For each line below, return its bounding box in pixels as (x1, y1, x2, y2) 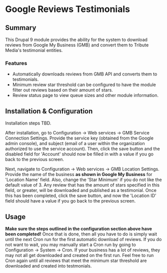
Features (5, 59, 27, 66)
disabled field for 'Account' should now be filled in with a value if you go (5, 151, 154, 157)
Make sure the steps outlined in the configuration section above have (5, 225, 152, 231)
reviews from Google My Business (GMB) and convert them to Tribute (5, 42, 149, 48)
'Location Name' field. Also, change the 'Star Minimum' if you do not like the (5, 176, 162, 183)
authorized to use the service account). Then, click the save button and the (5, 146, 160, 152)
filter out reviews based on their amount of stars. (12, 87, 113, 93)
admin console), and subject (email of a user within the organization (5, 140, 145, 146)
